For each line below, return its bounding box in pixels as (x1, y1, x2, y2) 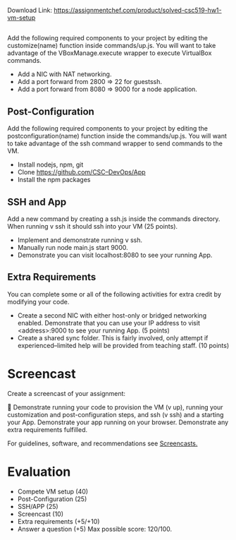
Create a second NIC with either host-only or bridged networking (17, 311, 206, 320)
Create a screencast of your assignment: (7, 389, 125, 397)
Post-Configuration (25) (17, 494, 87, 503)
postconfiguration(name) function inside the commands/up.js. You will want (7, 132, 228, 140)
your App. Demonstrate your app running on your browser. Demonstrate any (7, 418, 229, 426)
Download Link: (7, 6, 53, 14)
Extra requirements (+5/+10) (17, 517, 100, 525)
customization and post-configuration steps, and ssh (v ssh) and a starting (7, 410, 224, 419)
